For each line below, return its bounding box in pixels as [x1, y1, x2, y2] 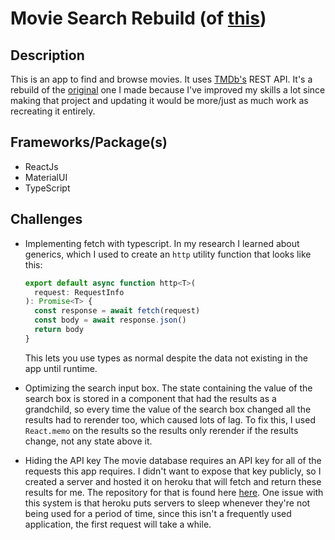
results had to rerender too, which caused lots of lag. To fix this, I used [24, 413, 316, 426]
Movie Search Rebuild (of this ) [10, 7, 267, 30]
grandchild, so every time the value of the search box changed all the [24, 403, 312, 415]
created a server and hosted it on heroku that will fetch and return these [24, 475, 322, 487]
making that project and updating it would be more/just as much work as [10, 95, 309, 106]
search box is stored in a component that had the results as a [24, 392, 277, 404]
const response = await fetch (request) [34, 306, 201, 316]
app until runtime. [24, 362, 98, 374]
